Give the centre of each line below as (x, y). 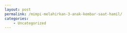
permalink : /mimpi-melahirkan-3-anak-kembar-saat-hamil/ (63, 14)
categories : (17, 18)
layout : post (18, 9)
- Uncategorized (30, 23)
